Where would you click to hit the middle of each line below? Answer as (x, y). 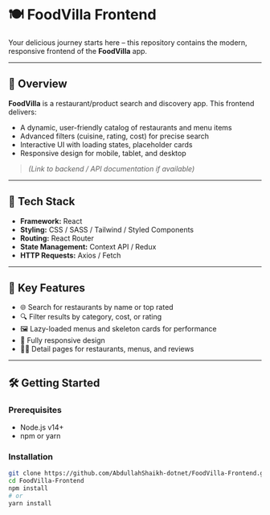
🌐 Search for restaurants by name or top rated (97, 307)
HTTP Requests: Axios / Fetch (70, 255)
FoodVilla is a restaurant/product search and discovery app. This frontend (131, 103)
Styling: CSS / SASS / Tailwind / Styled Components (107, 229)
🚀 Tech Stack (42, 202)
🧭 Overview (38, 84)
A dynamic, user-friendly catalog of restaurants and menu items (126, 127)
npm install (28, 488)
